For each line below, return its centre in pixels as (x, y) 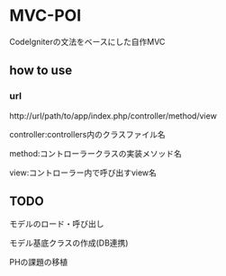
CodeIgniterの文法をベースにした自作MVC (87, 41)
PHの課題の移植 (39, 263)
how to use (41, 71)
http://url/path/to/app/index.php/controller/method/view (113, 116)
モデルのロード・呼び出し (57, 224)
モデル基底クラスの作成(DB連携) (69, 243)
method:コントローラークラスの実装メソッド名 (96, 153)
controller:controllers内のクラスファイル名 (87, 134)
